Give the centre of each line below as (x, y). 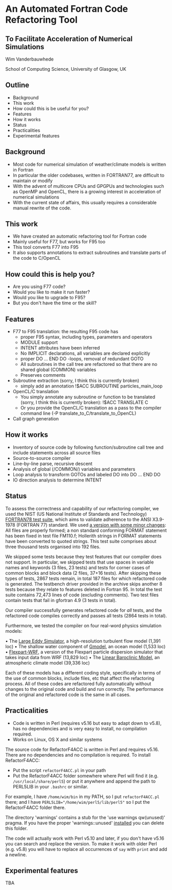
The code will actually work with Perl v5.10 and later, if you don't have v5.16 (85, 838)
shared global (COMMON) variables (58, 370)
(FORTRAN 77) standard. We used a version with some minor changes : (91, 525)
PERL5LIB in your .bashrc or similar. (51, 786)
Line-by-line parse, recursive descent (52, 463)
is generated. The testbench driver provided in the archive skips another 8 (84, 584)
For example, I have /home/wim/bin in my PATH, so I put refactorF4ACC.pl (82, 797)
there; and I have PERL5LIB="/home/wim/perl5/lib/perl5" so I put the (78, 802)
